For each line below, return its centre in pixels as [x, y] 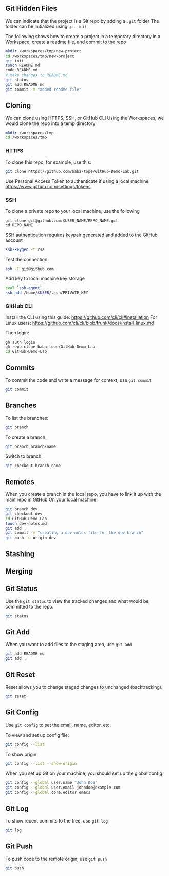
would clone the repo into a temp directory [50, 123]
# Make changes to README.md [36, 75]
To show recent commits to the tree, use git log [57, 820]
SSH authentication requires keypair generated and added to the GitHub [81, 235]
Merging [19, 571]
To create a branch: [26, 437]
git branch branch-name [31, 446]
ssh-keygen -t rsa [25, 249]
